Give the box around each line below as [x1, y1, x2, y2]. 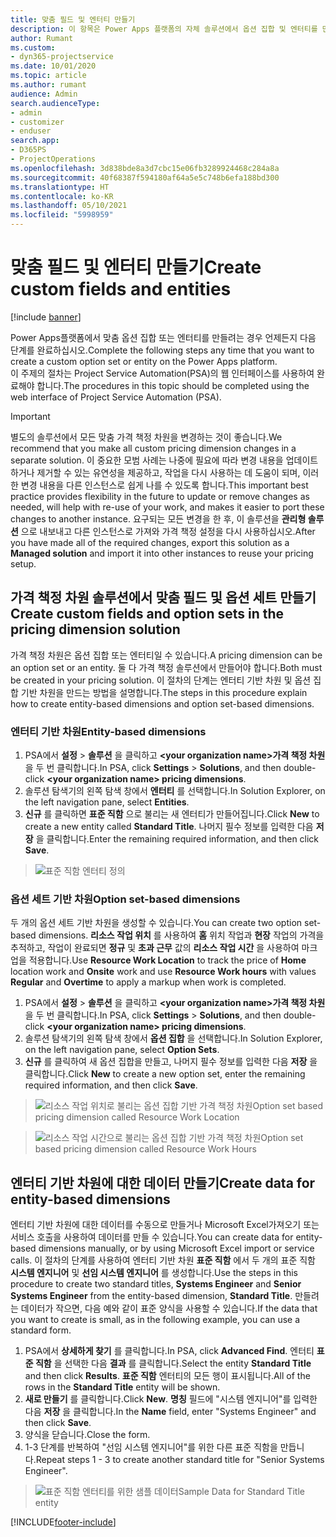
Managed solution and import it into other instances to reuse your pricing [10, 547, 314, 559]
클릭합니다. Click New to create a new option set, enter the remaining [24, 1068, 306, 1080]
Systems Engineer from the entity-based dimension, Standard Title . [10, 1290, 293, 1302]
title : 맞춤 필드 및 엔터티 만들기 [10, 14, 136, 25]
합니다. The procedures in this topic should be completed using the [36, 379, 310, 391]
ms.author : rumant [10, 80, 87, 90]
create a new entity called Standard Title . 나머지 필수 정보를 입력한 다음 [24, 821, 314, 833]
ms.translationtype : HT [10, 182, 110, 192]
